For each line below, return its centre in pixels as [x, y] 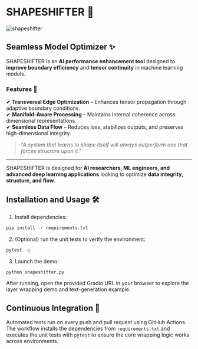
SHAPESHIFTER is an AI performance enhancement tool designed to [91, 61]
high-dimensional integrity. [39, 133]
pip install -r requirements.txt [47, 228]
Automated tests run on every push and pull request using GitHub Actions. [96, 322]
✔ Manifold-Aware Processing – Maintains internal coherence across [91, 115]
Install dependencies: [41, 217]
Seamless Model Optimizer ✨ [61, 47]
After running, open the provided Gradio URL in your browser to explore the [98, 283]
